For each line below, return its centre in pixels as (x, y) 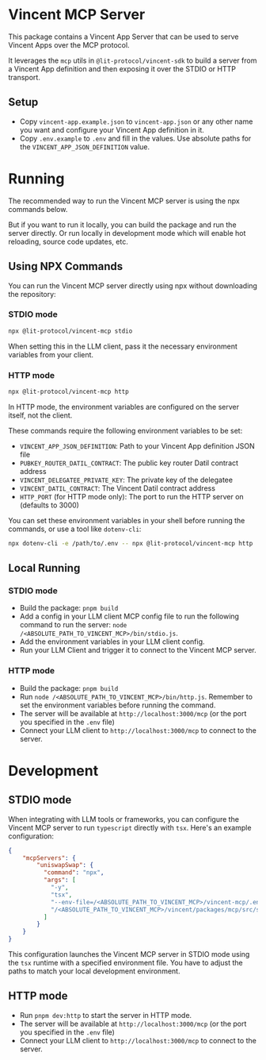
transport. (25, 77)
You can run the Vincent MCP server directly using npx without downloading (133, 285)
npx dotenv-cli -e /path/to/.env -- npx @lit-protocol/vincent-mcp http (131, 543)
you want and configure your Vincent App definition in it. (112, 129)
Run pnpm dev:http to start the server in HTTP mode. (106, 1015)
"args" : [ (60, 880)
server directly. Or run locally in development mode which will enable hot (127, 233)
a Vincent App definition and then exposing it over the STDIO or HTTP (122, 68)
